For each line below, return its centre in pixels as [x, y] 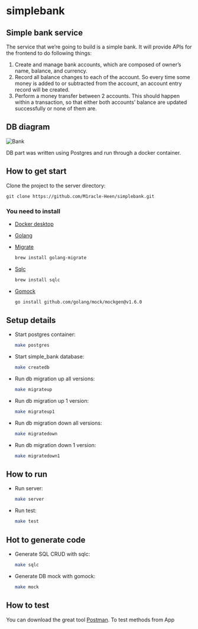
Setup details [31, 320]
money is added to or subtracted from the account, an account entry [98, 83]
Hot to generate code [46, 540]
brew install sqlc [37, 280]
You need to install [33, 211]
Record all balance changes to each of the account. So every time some [102, 77]
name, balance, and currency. [51, 71]
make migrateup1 [35, 412]
